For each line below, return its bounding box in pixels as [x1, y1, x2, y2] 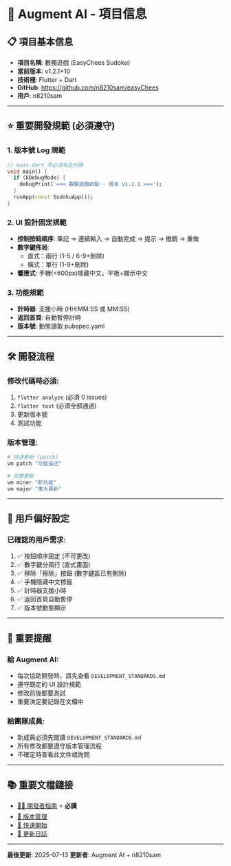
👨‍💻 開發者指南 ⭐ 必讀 [16, 802, 77, 810]
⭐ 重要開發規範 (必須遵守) [7, 120, 115, 132]
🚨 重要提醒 [7, 632, 52, 644]
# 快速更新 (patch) [7, 454, 59, 461]
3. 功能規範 [7, 288, 44, 298]
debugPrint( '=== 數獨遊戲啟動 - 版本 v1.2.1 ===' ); [19, 181, 163, 188]
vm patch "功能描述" [7, 460, 62, 467]
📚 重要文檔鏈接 [7, 779, 74, 791]
